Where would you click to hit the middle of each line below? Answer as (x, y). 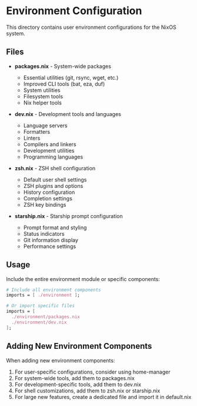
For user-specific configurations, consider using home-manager (92, 372)
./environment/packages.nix (46, 317)
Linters (32, 138)
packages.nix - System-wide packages (63, 66)
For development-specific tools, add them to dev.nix (78, 384)
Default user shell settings (55, 179)
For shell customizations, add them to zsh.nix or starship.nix (87, 391)
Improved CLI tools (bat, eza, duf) (64, 84)
